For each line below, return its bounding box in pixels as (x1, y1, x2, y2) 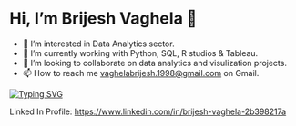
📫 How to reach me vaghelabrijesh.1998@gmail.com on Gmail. (22, 67, 260, 78)
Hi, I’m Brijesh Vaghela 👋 (9, 8, 198, 29)
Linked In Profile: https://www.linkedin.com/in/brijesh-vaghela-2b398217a (9, 106, 287, 117)
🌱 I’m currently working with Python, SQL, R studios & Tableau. (22, 47, 259, 58)
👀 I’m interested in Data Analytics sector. (22, 38, 175, 49)
